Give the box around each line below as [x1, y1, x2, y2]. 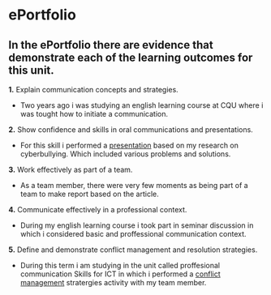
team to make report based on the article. [19, 189, 160, 199]
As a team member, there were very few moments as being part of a [19, 181, 249, 190]
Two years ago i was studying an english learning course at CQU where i [19, 100, 264, 110]
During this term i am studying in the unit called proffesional [19, 261, 221, 270]
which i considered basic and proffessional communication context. [19, 229, 247, 238]
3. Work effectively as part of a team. [8, 165, 133, 174]
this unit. [8, 63, 54, 77]
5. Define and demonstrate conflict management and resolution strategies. [8, 245, 258, 254]
